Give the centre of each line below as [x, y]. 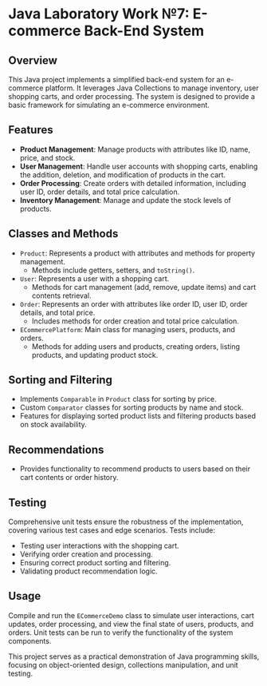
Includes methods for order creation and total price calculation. [135, 321]
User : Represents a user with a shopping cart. [94, 278]
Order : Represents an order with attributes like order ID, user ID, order [134, 303]
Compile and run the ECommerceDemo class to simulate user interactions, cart [132, 615]
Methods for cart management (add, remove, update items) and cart [144, 287]
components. [30, 640]
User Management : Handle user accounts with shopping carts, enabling [139, 166]
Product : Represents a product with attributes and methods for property [137, 253]
